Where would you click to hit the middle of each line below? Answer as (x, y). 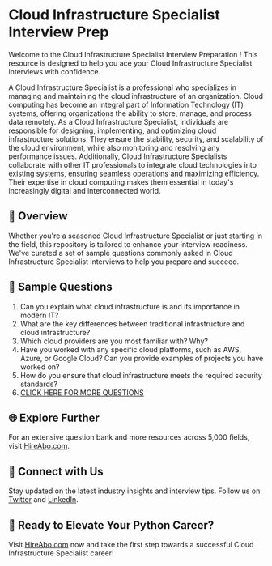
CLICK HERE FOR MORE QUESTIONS (82, 392)
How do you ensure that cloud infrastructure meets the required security (141, 375)
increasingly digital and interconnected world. (85, 190)
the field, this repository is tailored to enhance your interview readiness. (128, 244)
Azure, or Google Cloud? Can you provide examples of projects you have (142, 358)
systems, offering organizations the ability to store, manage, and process (130, 113)
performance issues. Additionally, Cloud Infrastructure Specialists (118, 156)
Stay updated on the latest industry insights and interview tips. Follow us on (134, 491)
